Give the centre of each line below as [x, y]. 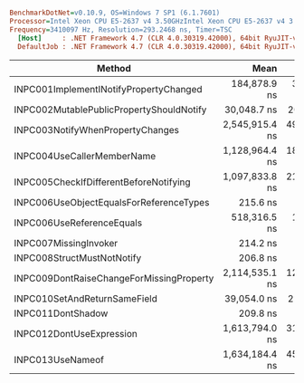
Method [114, 69]
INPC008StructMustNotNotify [78, 258]
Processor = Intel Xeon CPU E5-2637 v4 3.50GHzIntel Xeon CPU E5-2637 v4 [147, 21]
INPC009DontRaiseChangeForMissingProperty [114, 279]
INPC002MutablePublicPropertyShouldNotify [110, 110]
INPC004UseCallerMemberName [85, 157]
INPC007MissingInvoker [66, 244]
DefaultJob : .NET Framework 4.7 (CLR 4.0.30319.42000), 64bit [139, 46]
